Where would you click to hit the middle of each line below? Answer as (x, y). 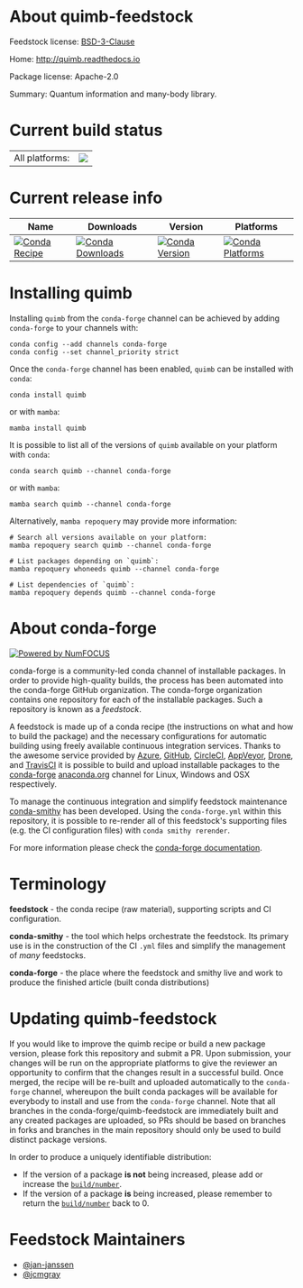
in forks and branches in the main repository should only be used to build (145, 1129)
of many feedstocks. (48, 955)
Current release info (86, 198)
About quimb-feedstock (101, 17)
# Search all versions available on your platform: (108, 537)
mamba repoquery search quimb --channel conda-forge (110, 545)
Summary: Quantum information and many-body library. (113, 94)
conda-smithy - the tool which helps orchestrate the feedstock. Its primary (149, 936)
